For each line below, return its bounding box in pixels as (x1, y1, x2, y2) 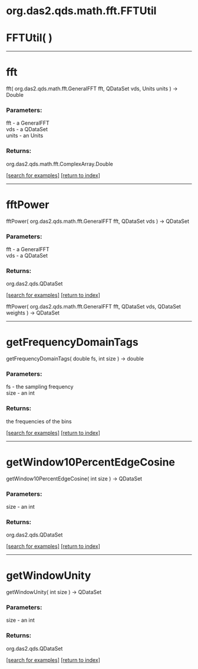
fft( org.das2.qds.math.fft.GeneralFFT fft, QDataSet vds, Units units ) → (6, 85, 178, 92)
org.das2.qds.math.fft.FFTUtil (6, 4, 157, 18)
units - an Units (6, 132, 44, 139)
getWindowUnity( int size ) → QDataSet (6, 589, 102, 596)
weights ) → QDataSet (6, 309, 60, 317)
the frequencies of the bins (6, 418, 72, 425)
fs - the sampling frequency (6, 383, 74, 391)
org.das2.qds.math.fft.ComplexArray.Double (6, 160, 113, 167)
